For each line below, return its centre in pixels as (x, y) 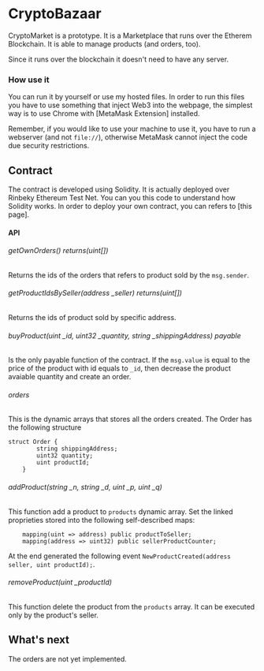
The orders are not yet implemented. (68, 658)
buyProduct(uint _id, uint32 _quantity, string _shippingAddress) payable (125, 335)
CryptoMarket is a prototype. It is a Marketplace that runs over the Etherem (130, 35)
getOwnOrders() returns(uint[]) (58, 251)
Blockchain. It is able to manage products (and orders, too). (104, 43)
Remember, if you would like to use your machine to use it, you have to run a (132, 129)
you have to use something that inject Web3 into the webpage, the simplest (130, 105)
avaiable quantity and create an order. (70, 377)
